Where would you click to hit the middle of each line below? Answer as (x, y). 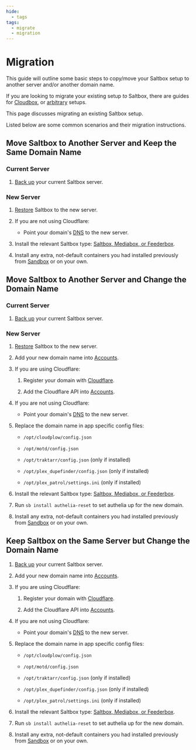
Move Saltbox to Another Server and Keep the (91, 143)
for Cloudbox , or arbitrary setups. (46, 102)
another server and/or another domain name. (61, 85)
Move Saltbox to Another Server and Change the (96, 280)
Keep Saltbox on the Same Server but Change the (98, 541)
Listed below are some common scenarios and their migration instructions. (96, 125)
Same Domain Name (44, 153)
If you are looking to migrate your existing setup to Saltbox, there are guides (97, 96)
